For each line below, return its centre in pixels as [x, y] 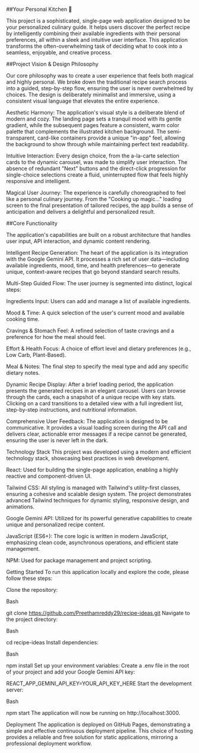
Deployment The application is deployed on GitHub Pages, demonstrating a [98, 724]
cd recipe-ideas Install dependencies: [53, 642]
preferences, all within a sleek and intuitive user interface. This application [97, 40]
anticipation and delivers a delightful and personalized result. [81, 212]
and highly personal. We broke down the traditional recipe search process [97, 82]
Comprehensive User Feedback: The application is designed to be [87, 421]
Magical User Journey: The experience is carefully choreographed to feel [96, 193]
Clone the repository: [32, 590]
